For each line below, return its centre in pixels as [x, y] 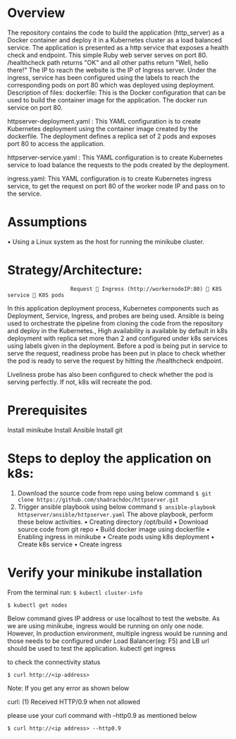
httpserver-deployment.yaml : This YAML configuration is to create [104, 121]
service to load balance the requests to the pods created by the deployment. [118, 164]
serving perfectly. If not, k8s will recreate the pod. [80, 382]
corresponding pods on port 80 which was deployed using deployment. [111, 85]
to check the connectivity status [54, 662]
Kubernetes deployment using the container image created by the [103, 128]
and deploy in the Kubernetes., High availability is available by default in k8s [117, 330]
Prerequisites [48, 410]
